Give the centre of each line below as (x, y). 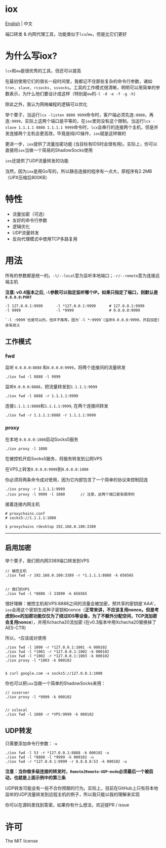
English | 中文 (19, 23)
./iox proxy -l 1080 (26, 449)
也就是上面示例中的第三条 (40, 777)
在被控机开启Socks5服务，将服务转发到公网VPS (54, 458)
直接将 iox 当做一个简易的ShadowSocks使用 (49, 150)
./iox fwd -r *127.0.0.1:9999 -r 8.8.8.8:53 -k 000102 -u (66, 762)
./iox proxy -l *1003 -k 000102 (38, 660)
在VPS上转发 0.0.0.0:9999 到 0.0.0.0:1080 (47, 469)
